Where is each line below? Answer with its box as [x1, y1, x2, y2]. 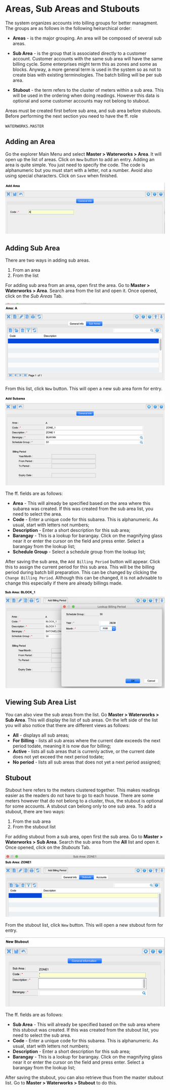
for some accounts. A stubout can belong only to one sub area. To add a [5, 803, 156, 809]
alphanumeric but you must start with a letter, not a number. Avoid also [5, 167, 153, 173]
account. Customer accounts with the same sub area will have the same [12, 55, 163, 61]
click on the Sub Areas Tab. [5, 293, 63, 299]
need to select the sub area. [12, 1032, 71, 1038]
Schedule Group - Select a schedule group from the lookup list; [12, 549, 146, 555]
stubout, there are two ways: [5, 809, 65, 815]
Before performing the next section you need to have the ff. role [5, 113, 138, 119]
